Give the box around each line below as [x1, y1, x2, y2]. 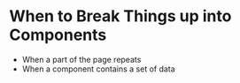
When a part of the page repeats [21, 54, 142, 64]
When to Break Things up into [9, 6, 232, 26]
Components [9, 25, 107, 45]
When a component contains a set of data [21, 64, 175, 74]
